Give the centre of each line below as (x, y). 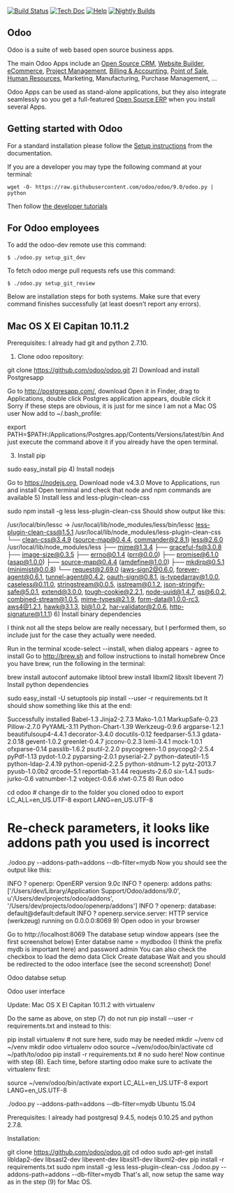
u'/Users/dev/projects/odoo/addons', (60, 899)
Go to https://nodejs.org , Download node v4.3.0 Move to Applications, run (114, 483)
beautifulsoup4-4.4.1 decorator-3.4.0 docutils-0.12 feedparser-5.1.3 (104, 734)
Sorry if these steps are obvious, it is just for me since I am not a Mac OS (112, 406)
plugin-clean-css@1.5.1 (41, 532)
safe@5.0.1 (23, 592)
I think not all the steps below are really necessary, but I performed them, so (117, 628)
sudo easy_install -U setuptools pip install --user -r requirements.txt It (108, 698)
